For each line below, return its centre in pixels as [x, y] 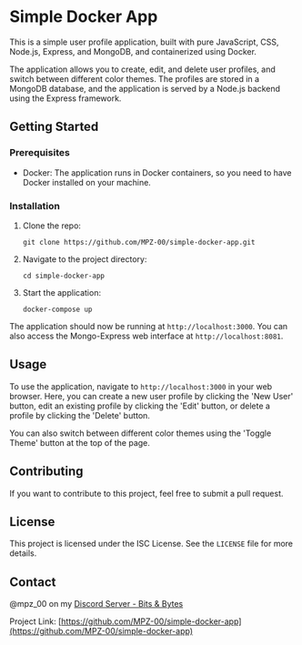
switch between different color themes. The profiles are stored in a [135, 78]
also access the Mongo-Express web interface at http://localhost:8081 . [146, 336]
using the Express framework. [65, 98]
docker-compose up [57, 309]
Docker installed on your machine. [87, 182]
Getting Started [54, 127]
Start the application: [62, 292]
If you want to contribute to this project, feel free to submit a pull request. [146, 493]
